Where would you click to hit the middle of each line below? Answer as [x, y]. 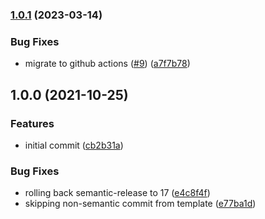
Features [32, 123]
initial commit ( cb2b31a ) [74, 145]
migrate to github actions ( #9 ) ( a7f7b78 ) [107, 64]
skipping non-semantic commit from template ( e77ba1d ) [140, 204]
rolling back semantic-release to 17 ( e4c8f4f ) [117, 193]
